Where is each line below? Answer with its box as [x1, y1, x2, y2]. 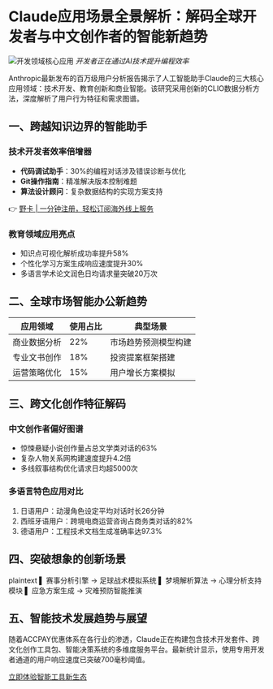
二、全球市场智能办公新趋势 [8, 295, 148, 308]
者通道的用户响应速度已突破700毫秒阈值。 [8, 655, 150, 665]
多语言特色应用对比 [8, 486, 84, 497]
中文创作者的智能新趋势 [51, 28, 209, 46]
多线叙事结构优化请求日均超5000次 [19, 463, 138, 473]
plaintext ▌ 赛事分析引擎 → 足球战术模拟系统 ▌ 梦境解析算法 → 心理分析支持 [8, 575, 262, 585]
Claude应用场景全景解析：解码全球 [8, 7, 243, 26]
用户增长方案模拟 [110, 367, 176, 378]
